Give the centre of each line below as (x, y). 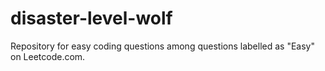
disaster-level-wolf (91, 18)
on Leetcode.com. (48, 56)
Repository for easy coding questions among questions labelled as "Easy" (162, 46)
